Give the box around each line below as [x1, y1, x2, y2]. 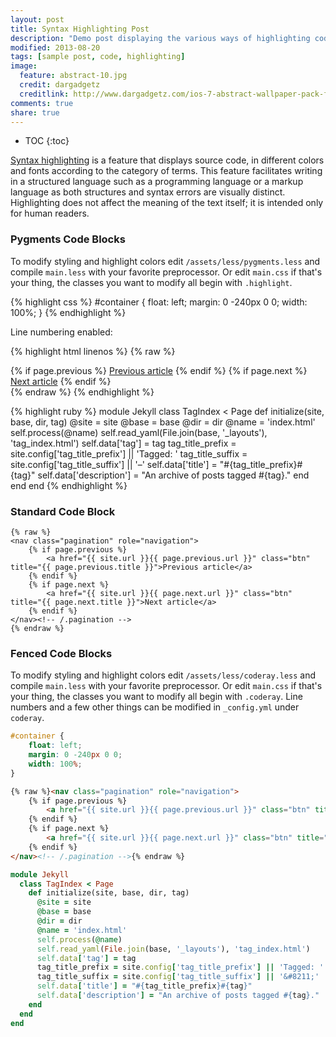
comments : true [10, 98, 74, 108]
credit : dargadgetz [19, 80, 101, 90]
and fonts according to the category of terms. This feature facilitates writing [10, 165, 323, 177]
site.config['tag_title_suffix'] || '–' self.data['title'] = [10, 458, 218, 470]
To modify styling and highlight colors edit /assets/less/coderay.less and [10, 669, 317, 681]
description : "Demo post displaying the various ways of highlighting [10, 33, 311, 43]
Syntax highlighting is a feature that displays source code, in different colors [10, 154, 325, 166]
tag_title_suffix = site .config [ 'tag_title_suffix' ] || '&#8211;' [36, 972, 320, 982]
